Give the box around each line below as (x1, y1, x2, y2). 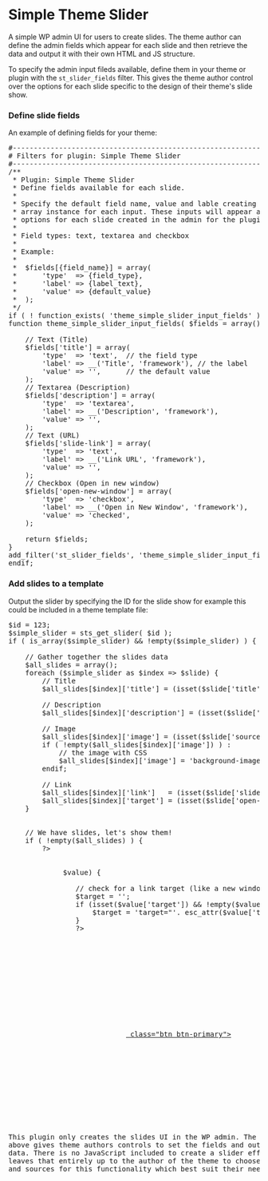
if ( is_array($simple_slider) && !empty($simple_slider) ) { (8, 636, 257, 645)
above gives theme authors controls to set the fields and (8, 1140, 245, 1150)
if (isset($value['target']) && (75, 900, 202, 909)
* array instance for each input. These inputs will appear (12, 208, 253, 216)
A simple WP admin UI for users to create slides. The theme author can (8, 32, 242, 42)
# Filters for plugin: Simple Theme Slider (8, 152, 181, 161)
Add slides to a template (8, 578, 104, 589)
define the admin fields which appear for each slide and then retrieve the (8, 40, 248, 50)
